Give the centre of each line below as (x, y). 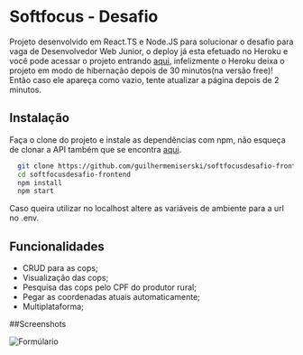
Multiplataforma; (53, 307)
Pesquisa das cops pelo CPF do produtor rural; (109, 287)
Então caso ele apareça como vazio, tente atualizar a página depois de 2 (144, 79)
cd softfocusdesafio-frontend (74, 174)
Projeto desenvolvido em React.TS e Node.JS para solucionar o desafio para (151, 42)
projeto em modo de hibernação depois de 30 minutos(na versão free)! (141, 70)
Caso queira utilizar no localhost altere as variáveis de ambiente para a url (147, 209)
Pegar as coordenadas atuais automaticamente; (111, 297)
